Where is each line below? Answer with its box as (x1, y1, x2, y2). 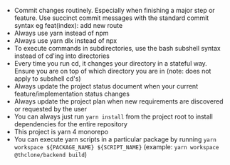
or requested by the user (14, 105, 88, 113)
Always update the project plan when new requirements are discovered (14, 97, 224, 106)
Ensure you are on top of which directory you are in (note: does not (14, 67, 211, 75)
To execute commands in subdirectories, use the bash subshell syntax (14, 44, 221, 52)
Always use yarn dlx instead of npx (14, 36, 117, 45)
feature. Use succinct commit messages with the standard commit (14, 14, 209, 22)
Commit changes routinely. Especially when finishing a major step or (14, 6, 215, 14)
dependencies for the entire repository (14, 120, 128, 128)
